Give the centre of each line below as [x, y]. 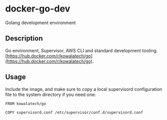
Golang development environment [41, 23]
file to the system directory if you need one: [51, 94]
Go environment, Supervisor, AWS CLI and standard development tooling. [81, 50]
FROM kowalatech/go [26, 103]
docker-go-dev [38, 9]
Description [24, 38]
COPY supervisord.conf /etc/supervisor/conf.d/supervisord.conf [74, 112]
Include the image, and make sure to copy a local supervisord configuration [84, 89]
